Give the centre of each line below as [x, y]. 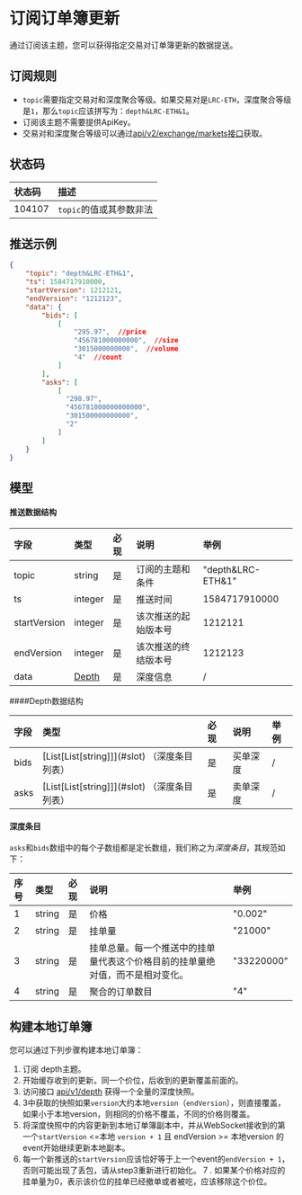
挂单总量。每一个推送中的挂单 [152, 948]
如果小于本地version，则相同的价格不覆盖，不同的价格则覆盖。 [138, 1114]
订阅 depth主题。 [54, 1069]
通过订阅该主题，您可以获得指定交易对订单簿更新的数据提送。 [124, 45]
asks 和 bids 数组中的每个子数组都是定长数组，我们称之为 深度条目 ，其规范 [144, 848]
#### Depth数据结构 [46, 700]
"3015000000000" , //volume [126, 349]
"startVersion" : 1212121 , [74, 290]
